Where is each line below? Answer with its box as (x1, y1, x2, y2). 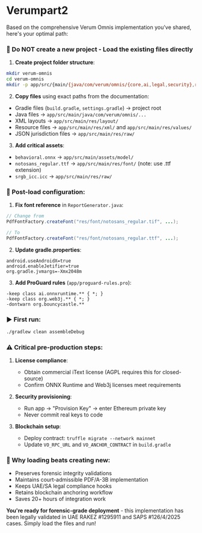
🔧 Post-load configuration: (6, 188, 85, 196)
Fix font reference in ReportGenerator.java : (14, 202, 124, 209)
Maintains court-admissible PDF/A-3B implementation (14, 476, 148, 484)
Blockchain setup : (14, 423, 61, 430)
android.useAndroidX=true (6, 258, 71, 264)
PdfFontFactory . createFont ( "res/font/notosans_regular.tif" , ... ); (6, 219, 179, 225)
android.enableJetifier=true (6, 263, 79, 269)
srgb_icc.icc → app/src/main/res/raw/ (14, 173, 112, 180)
